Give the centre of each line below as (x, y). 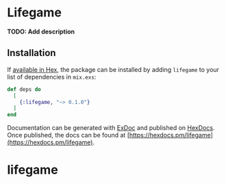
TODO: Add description (41, 31)
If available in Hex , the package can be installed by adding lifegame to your (113, 69)
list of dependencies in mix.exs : (52, 77)
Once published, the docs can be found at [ (68, 135)
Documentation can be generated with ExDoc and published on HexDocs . (111, 128)
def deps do (24, 89)
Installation (32, 53)
